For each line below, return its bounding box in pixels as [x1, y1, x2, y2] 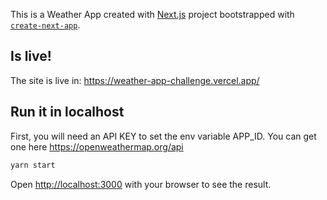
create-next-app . [10, 19, 81, 31]
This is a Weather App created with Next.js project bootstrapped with [10, 9, 295, 20]
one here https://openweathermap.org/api [10, 140, 184, 153]
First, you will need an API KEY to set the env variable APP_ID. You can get [10, 130, 317, 142]
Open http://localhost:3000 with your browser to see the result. [10, 178, 272, 190]
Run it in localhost [10, 104, 125, 121]
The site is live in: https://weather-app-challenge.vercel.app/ [10, 74, 260, 86]
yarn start [10, 160, 56, 170]
